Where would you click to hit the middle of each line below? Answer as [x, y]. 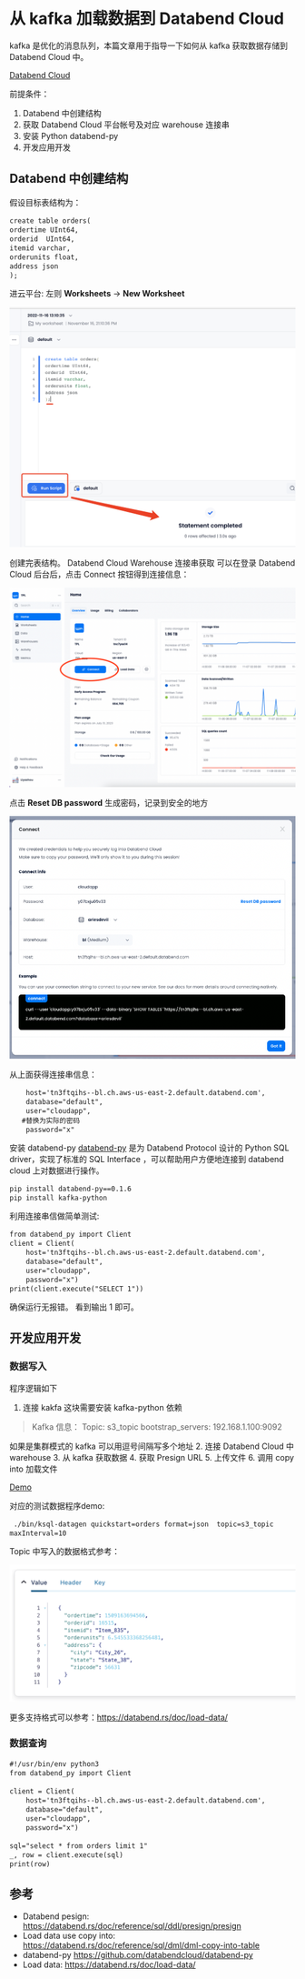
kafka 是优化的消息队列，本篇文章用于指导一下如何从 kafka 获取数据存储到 [149, 45]
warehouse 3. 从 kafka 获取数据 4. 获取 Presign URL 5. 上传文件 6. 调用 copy [152, 1457]
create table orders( [50, 221]
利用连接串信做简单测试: [54, 1216]
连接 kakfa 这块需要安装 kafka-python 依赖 [103, 1407]
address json [34, 266]
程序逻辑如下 [33, 1388]
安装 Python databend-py [70, 136]
